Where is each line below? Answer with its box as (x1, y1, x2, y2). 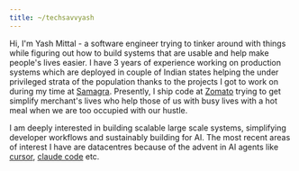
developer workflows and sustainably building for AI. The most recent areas (9, 131, 291, 142)
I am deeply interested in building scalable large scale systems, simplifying (9, 122, 286, 133)
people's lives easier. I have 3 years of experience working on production (9, 57, 282, 67)
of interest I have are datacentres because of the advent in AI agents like (9, 141, 279, 152)
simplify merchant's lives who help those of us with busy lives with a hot (9, 95, 277, 106)
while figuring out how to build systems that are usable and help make (9, 47, 269, 58)
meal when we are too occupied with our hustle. (9, 104, 188, 115)
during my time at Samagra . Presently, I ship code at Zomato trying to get (9, 85, 281, 96)
